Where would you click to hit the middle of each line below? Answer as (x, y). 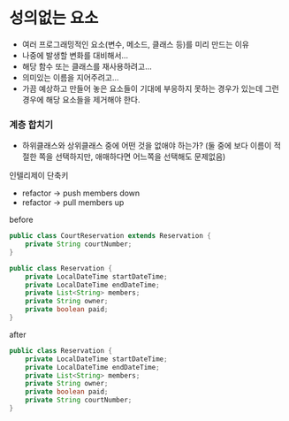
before (21, 220)
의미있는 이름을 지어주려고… (70, 77)
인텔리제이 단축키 (39, 176)
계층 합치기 (31, 125)
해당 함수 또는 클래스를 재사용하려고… (87, 66)
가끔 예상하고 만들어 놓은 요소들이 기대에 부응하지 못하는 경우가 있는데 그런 (151, 88)
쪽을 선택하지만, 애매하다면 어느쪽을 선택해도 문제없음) (132, 157)
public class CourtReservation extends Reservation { (110, 236)
